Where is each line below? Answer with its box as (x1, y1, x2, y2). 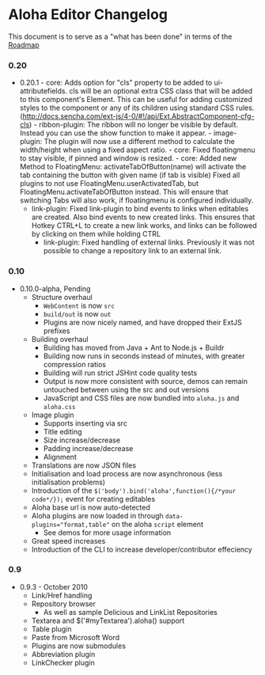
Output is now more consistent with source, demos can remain (43, 376, 248, 385)
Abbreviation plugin (31, 649, 96, 658)
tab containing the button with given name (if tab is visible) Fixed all (19, 170, 240, 180)
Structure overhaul (31, 292, 93, 301)
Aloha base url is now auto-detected (31, 502, 150, 512)
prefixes (43, 326, 70, 336)
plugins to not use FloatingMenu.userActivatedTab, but (19, 179, 199, 188)
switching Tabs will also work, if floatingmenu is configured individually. (19, 195, 254, 205)
